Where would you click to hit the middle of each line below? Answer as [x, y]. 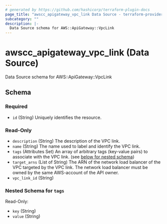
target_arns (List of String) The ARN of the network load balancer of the [86, 162]
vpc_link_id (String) [33, 178]
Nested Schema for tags [35, 190]
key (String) [24, 211]
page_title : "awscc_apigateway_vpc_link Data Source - [63, 14]
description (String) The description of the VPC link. [66, 141]
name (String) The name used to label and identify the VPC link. [76, 146]
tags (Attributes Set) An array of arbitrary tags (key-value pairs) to [80, 152]
